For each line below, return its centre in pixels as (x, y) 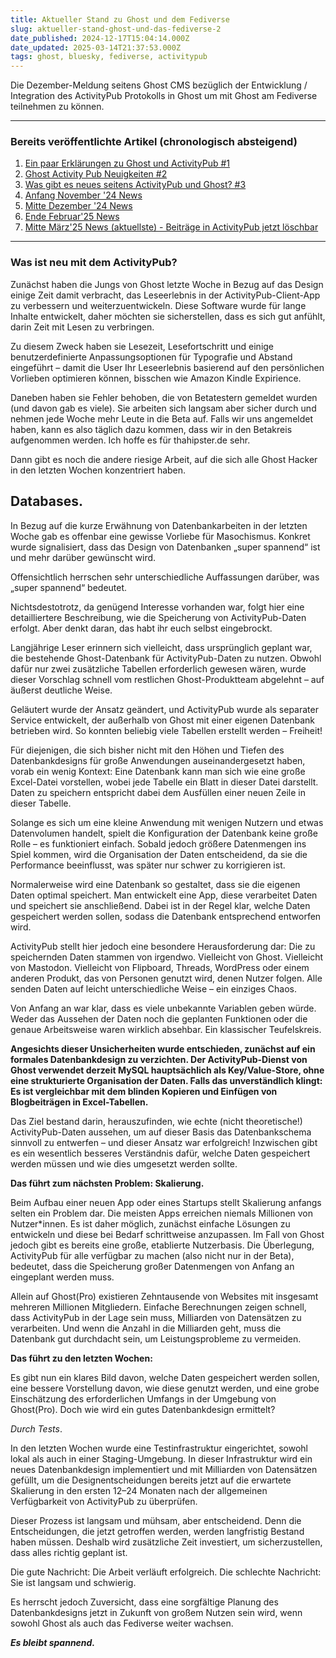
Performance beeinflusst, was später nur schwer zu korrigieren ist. (148, 865)
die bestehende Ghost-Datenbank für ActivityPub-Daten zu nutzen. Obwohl (166, 658)
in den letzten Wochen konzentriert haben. (98, 470)
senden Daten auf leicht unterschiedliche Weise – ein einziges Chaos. (153, 988)
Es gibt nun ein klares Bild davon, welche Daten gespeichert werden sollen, (165, 1377)
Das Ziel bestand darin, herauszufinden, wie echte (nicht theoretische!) (156, 1121)
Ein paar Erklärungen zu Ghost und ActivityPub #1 (127, 163)
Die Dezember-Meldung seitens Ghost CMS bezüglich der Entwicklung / (159, 85)
